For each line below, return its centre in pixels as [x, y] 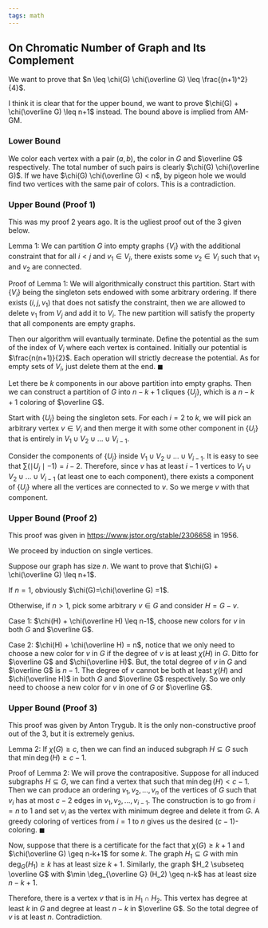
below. [19, 230]
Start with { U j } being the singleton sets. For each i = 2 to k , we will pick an [130, 419]
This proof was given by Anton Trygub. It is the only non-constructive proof [132, 725]
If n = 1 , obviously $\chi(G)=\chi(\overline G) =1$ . [89, 590]
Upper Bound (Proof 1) [52, 204]
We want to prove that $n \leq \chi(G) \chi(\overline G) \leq [104, 80]
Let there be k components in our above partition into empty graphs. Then [130, 383]
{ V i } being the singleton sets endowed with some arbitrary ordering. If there [132, 293]
